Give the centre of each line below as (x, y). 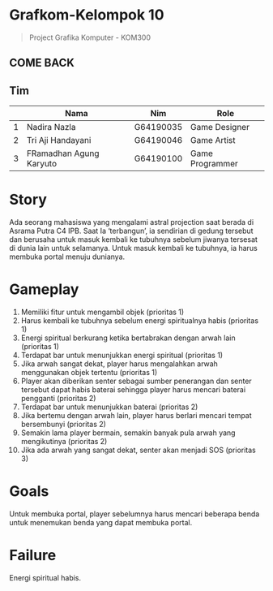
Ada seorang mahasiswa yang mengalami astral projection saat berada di (132, 222)
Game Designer (220, 127)
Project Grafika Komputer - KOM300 (90, 37)
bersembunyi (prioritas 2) (63, 425)
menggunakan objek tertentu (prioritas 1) (89, 373)
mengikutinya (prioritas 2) (64, 442)
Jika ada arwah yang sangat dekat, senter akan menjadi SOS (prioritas (138, 450)
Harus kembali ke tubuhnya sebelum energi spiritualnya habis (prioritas (139, 321)
